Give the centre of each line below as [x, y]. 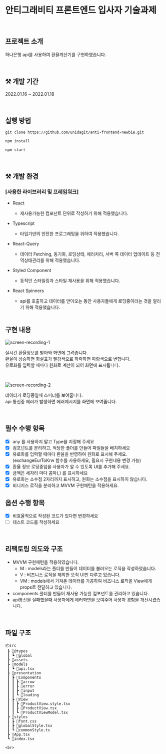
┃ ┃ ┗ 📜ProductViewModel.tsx [38, 712]
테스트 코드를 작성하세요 [36, 522]
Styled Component [32, 271]
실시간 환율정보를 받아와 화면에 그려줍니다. [47, 352]
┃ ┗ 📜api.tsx [21, 669]
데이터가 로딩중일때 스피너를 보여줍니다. [44, 395]
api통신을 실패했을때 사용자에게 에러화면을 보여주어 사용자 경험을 [75, 600]
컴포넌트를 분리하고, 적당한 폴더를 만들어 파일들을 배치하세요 [71, 448]
